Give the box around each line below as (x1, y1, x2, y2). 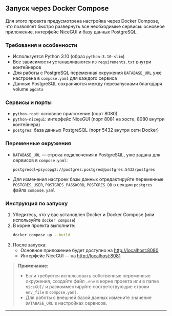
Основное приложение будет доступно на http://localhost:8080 (20, 247, 159, 253)
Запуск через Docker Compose (5, 4, 109, 13)
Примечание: (17, 262, 49, 269)
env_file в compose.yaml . (25, 289, 78, 295)
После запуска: (12, 241, 47, 248)
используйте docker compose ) (12, 217, 76, 223)
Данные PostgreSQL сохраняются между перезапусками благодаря (12, 81, 162, 87)
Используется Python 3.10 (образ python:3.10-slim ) (12, 54, 125, 60)
